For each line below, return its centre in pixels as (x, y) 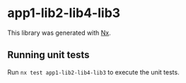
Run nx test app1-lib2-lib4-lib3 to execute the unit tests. (93, 72)
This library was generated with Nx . (59, 33)
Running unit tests (48, 55)
